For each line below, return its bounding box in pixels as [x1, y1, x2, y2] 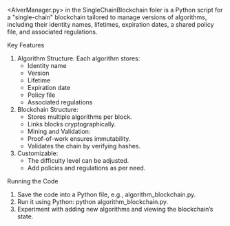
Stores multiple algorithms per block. [27, 113, 132, 121]
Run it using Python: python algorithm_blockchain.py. [17, 198, 169, 205]
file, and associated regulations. [7, 27, 98, 36]
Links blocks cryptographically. [27, 120, 116, 128]
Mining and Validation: [27, 127, 91, 135]
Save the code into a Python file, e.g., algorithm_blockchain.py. [17, 190, 196, 199]
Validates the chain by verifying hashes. [27, 142, 141, 150]
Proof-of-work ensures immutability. [27, 135, 131, 143]
